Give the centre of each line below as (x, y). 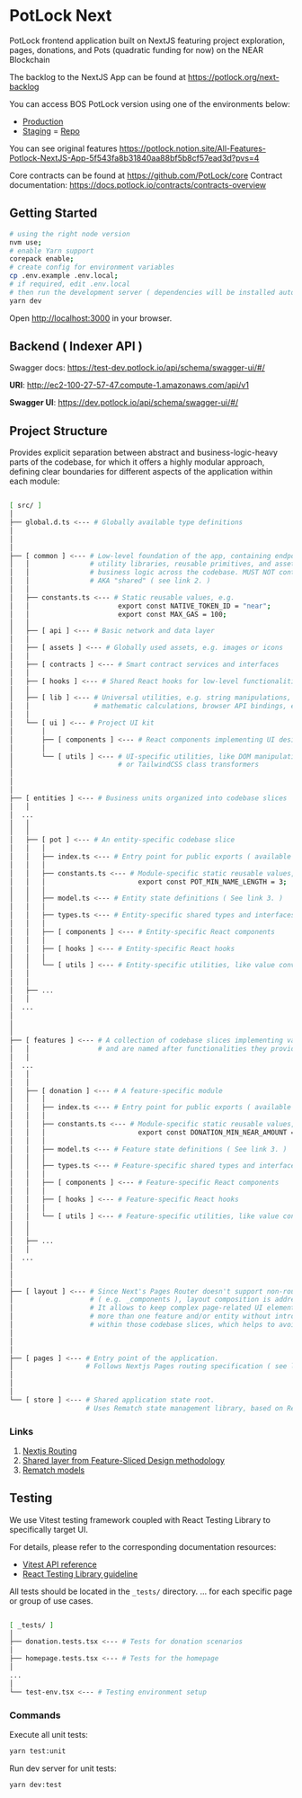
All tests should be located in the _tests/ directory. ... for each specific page (151, 1591)
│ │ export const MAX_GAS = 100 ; (118, 614)
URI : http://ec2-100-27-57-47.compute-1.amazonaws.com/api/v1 (129, 385)
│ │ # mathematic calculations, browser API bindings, (148, 707)
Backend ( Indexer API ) (76, 347)
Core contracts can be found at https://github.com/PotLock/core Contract (146, 175)
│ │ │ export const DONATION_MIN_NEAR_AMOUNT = (152, 1132)
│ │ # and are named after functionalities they (138, 1049)
